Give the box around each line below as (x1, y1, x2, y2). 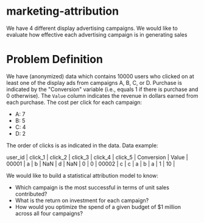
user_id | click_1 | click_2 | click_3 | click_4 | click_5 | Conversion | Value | (6, 153, 188, 161)
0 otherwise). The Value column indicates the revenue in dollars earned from (6, 92, 199, 99)
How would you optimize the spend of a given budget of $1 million (15, 203, 181, 210)
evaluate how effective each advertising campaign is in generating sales (6, 31, 188, 38)
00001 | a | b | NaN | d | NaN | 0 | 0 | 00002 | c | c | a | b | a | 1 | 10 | (6, 160, 175, 167)
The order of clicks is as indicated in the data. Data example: (6, 142, 158, 149)
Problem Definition (6, 53, 104, 67)
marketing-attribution (6, 4, 119, 18)
